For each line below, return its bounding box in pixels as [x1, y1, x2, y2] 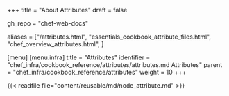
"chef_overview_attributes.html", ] [7, 40, 104, 48]
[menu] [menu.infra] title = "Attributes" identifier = [7, 53, 151, 61]
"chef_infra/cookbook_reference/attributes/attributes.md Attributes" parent [7, 61, 223, 68]
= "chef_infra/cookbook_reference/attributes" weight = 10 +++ [7, 68, 187, 76]
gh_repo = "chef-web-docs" [7, 19, 89, 27]
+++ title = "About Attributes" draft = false [7, 6, 128, 14]
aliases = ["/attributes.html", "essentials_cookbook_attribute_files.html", [7, 32, 212, 41]
